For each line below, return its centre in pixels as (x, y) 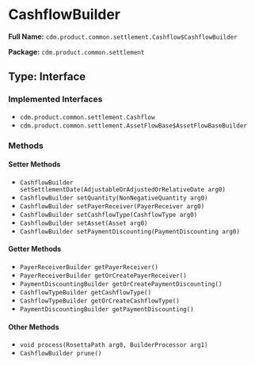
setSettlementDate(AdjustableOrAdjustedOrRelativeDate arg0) (123, 189)
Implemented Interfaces (55, 99)
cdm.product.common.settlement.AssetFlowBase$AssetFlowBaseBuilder (133, 125)
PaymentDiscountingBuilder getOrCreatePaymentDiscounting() (121, 284)
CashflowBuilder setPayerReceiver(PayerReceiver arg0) (112, 206)
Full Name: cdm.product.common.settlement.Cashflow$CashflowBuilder (123, 36)
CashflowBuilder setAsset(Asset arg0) (84, 223)
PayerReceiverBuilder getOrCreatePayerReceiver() (103, 276)
